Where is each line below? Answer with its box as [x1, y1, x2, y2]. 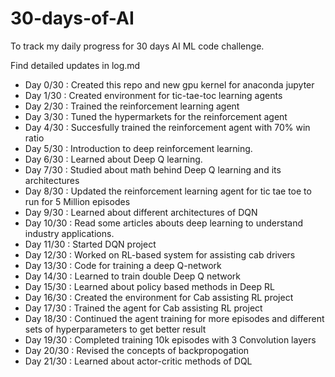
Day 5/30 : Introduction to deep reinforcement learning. [24, 142, 253, 154]
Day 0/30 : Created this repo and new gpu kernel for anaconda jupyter [24, 78, 315, 91]
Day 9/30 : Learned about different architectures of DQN [24, 206, 258, 218]
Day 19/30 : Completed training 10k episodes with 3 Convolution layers [24, 333, 317, 346]
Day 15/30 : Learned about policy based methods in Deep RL [24, 280, 275, 292]
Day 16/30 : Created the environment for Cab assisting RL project [24, 291, 294, 303]
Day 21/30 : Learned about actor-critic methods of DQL [24, 355, 253, 367]
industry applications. [24, 227, 115, 239]
